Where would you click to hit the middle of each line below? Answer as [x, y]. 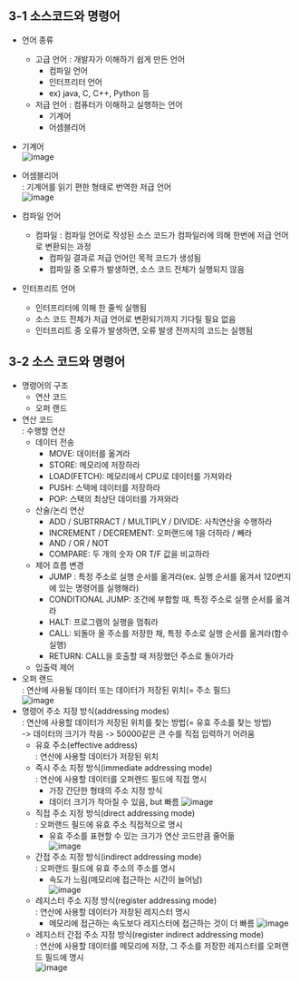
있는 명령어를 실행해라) [99, 587]
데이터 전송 [54, 442]
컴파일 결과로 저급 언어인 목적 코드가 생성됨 [125, 258]
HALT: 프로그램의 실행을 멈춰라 [104, 622]
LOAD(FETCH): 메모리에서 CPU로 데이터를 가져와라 [140, 476]
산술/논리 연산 [60, 510]
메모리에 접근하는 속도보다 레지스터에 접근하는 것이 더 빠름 [151, 923]
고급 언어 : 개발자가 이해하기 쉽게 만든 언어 [110, 59]
